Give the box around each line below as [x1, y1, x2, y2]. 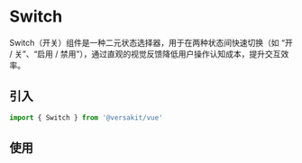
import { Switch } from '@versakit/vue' [9, 113, 164, 122]
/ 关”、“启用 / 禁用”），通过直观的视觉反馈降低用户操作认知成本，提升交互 [9, 48, 281, 59]
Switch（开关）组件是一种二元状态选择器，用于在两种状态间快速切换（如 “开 [9, 37, 293, 48]
